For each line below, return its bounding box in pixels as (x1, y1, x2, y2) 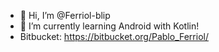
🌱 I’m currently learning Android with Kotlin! (19, 20, 200, 32)
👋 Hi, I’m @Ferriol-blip (19, 10, 111, 21)
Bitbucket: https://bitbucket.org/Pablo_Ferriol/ (19, 31, 209, 42)
